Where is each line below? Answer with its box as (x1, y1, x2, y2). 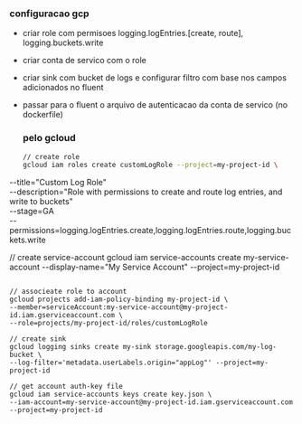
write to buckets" (9, 196, 74, 207)
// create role (22, 152, 80, 161)
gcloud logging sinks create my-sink (9, 343, 152, 352)
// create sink (9, 334, 67, 344)
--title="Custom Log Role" (9, 177, 107, 188)
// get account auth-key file (9, 382, 124, 391)
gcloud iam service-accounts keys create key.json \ (9, 390, 212, 400)
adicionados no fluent (22, 82, 104, 93)
